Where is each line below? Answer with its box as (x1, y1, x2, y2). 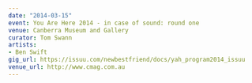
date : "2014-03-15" (8, 11, 73, 20)
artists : (8, 41, 37, 49)
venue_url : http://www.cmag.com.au (8, 63, 126, 71)
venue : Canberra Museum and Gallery (8, 26, 129, 34)
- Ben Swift (8, 48, 47, 56)
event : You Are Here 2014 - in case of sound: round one (8, 19, 200, 27)
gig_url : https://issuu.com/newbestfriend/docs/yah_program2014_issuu (8, 56, 246, 64)
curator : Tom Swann (8, 33, 73, 42)
